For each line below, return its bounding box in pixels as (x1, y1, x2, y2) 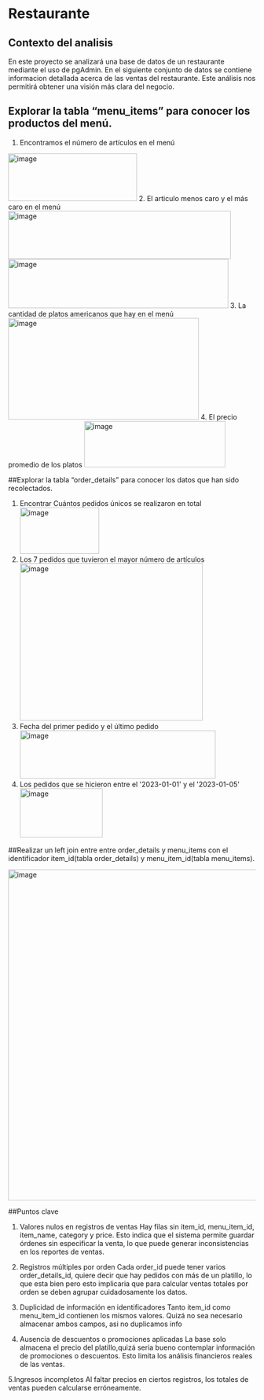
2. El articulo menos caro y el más (138, 193, 249, 203)
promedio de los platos (8, 460, 82, 469)
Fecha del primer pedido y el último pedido (19, 721, 159, 731)
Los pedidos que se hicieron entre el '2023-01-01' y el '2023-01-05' (19, 779, 240, 789)
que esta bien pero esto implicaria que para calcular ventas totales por (19, 1278, 249, 1288)
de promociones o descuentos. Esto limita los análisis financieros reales (19, 1351, 253, 1360)
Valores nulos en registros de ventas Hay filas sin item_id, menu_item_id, (19, 1222, 255, 1231)
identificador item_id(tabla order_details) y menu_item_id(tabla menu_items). (8, 853, 255, 863)
